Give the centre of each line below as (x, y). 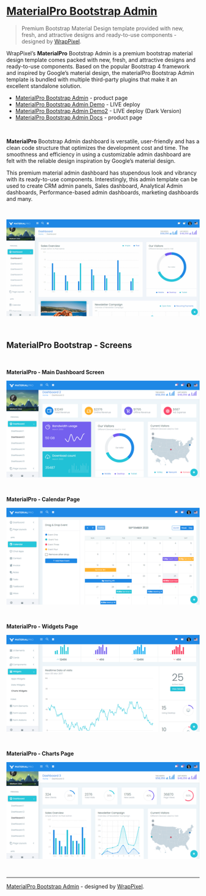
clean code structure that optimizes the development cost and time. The (97, 147)
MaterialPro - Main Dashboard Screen (55, 372)
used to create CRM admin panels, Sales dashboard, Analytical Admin (94, 186)
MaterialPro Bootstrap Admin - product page (71, 98)
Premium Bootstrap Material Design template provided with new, (102, 28)
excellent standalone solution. (44, 86)
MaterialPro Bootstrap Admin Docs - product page (79, 117)
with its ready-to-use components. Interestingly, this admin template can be (102, 179)
